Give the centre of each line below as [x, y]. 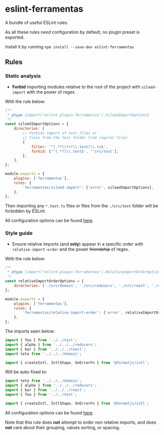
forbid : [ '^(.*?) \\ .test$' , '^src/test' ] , [75, 151]
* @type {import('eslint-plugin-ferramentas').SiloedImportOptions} [78, 115]
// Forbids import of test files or [60, 133]
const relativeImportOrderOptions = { [44, 281]
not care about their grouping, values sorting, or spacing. [63, 427]
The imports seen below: [30, 331]
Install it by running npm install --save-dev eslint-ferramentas [70, 46]
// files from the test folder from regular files [75, 137]
